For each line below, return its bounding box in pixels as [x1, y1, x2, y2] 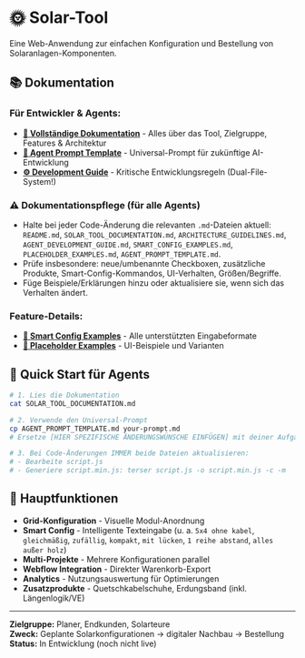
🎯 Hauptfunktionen [9, 491, 119, 507]
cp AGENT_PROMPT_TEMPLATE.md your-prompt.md [9, 424, 181, 433]
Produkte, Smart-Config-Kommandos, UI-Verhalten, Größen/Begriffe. [22, 268, 281, 278]
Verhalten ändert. [22, 287, 88, 298]
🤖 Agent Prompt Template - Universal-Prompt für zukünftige [22, 147, 251, 157]
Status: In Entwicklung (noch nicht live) [9, 638, 157, 649]
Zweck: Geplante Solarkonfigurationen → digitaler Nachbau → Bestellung [9, 628, 284, 639]
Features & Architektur [22, 137, 107, 148]
